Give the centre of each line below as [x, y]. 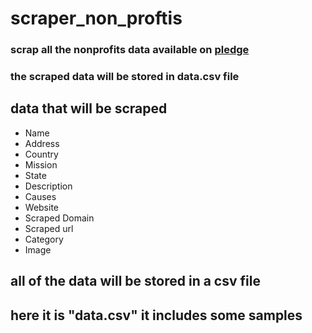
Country [41, 154]
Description [48, 186]
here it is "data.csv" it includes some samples [156, 315]
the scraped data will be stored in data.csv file [125, 77]
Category [44, 239]
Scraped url [49, 228]
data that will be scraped [89, 108]
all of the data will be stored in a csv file [135, 281]
